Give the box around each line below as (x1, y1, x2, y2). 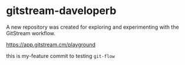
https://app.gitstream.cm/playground (6, 41, 96, 48)
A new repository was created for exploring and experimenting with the (6, 23, 179, 30)
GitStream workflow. (6, 29, 56, 36)
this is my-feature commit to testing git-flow (6, 52, 115, 59)
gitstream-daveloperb (6, 4, 117, 18)
